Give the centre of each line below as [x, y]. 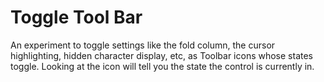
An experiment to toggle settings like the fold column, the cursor [143, 45]
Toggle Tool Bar [76, 17]
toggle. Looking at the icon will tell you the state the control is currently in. [162, 66]
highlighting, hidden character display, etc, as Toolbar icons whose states [161, 55]
